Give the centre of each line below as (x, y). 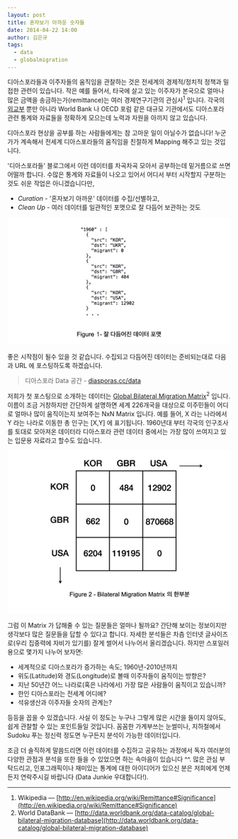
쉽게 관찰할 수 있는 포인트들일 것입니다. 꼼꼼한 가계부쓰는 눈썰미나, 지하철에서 (114, 726)
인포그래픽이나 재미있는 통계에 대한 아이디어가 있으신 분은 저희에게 (125, 768)
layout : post (27, 15)
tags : (15, 45)
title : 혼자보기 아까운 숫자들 (46, 22)
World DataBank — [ (47, 813)
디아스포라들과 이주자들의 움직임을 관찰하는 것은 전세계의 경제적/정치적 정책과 (114, 82)
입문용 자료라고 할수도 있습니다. (58, 440)
